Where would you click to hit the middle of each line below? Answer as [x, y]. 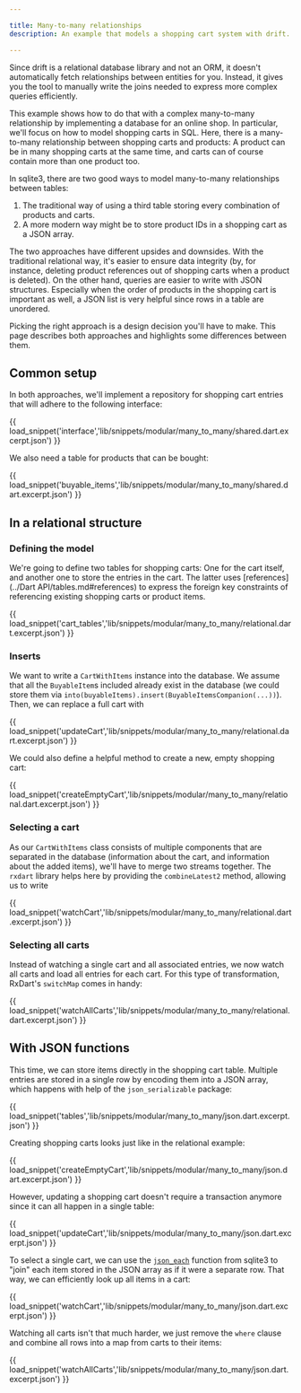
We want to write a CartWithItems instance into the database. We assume [145, 676]
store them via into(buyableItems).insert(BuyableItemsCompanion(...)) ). [146, 695]
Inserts [25, 656]
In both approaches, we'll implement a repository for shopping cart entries [146, 395]
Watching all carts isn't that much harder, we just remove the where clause [146, 1333]
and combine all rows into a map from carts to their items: [116, 1342]
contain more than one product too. [75, 161]
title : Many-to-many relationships [76, 25]
